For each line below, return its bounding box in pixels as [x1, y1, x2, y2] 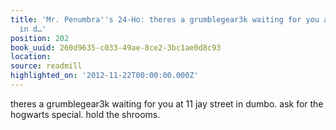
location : [10, 52, 52, 62]
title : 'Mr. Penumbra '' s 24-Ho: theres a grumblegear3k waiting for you [10, 14, 320, 25]
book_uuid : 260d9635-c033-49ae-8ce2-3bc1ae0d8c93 [10, 42, 222, 53]
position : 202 [10, 33, 70, 43]
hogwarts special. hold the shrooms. [10, 108, 161, 120]
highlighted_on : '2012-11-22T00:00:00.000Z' [10, 71, 199, 81]
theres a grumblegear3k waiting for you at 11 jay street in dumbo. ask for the [10, 97, 324, 110]
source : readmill [10, 61, 83, 71]
